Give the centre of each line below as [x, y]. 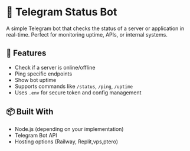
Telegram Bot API [36, 135]
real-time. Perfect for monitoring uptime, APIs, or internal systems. [87, 34]
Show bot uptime [35, 80]
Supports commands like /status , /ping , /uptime [74, 86]
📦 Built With [30, 112]
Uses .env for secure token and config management [78, 92]
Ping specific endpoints [43, 74]
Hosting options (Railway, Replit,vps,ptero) [66, 142]
